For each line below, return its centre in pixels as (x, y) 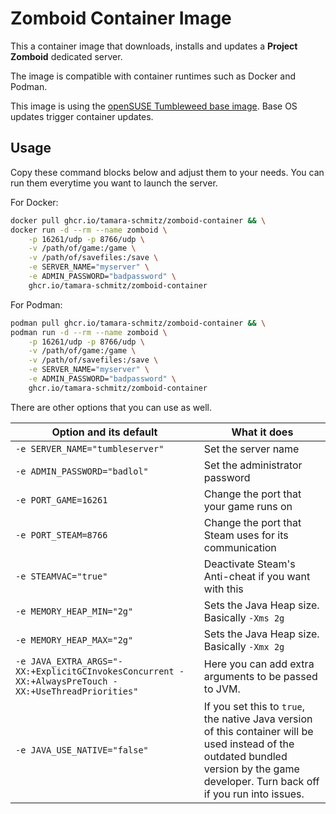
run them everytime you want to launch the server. (114, 183)
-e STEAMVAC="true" (61, 576)
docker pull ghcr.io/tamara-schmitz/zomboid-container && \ (138, 220)
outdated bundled (245, 756)
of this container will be (258, 731)
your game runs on (248, 506)
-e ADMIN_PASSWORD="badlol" (82, 471)
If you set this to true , (254, 706)
